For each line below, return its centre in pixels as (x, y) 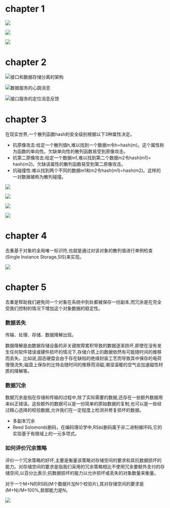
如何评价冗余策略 (26, 448)
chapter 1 (25, 9)
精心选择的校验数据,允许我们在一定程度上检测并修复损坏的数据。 (77, 410)
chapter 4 (26, 236)
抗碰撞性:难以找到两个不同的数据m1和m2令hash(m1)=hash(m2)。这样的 (87, 170)
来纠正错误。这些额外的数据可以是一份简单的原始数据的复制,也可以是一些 (81, 404)
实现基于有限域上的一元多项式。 (46, 434)
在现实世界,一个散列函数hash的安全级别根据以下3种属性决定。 (70, 134)
